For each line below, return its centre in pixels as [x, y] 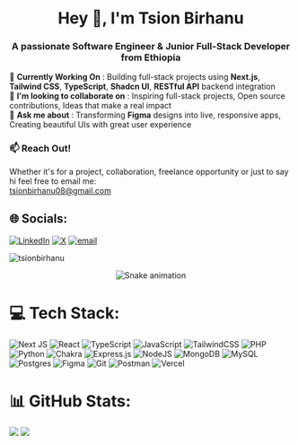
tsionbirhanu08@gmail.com [61, 190]
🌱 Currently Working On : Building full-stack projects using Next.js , [135, 77]
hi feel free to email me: [53, 181]
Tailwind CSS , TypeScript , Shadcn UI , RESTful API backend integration [142, 87]
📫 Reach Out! [40, 149]
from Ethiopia [151, 57]
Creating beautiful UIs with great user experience [101, 125]
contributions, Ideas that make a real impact [91, 106]
